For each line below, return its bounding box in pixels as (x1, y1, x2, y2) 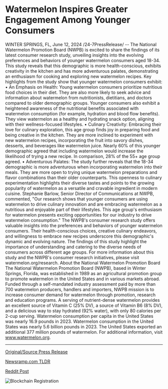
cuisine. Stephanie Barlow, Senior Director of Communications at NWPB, (5, 190, 154, 197)
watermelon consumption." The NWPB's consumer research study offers (5, 217, 155, 223)
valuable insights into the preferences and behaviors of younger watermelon (5, 222, 162, 229)
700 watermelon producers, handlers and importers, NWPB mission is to (5, 286, 154, 292)
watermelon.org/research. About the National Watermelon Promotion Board (5, 260, 160, 266)
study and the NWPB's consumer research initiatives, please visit (5, 254, 139, 260)
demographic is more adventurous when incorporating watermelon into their (5, 164, 162, 170)
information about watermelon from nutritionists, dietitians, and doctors (5, 94, 152, 101)
